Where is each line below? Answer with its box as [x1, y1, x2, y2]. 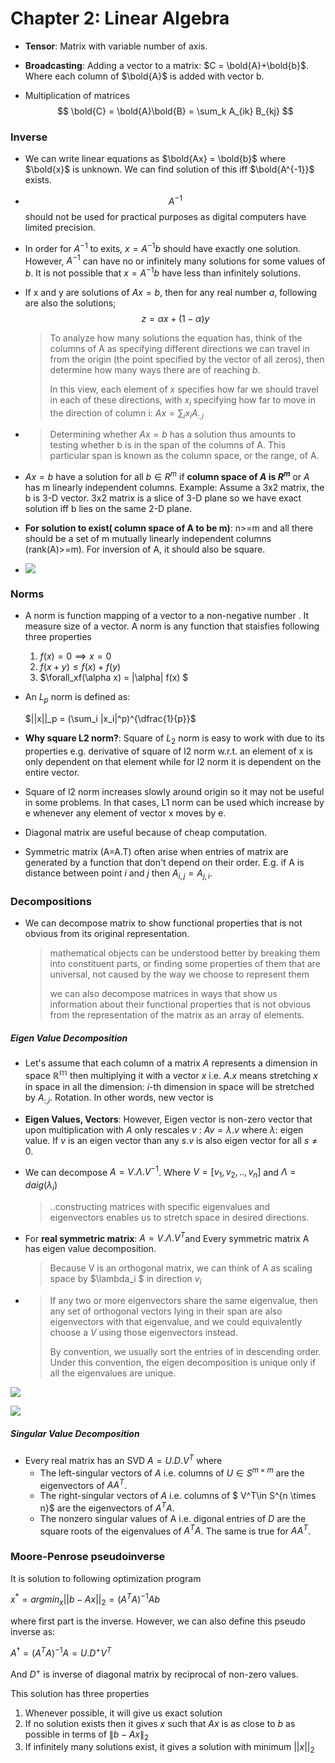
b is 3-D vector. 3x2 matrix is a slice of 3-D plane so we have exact [24, 492, 302, 504]
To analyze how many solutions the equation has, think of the [49, 332, 303, 344]
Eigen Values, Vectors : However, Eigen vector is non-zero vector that [24, 1113, 313, 1125]
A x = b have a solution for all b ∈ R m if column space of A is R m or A [24, 469, 310, 483]
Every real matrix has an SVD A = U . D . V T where [24, 1453, 223, 1466]
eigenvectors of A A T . [39, 1477, 127, 1491]
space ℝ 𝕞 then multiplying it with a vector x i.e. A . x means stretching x [24, 1068, 318, 1081]
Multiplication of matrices [24, 89, 130, 101]
